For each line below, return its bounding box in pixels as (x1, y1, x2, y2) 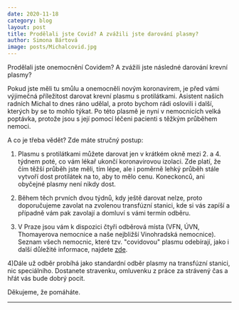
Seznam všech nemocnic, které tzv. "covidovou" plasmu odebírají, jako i (17, 237, 230, 246)
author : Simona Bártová (7, 37, 78, 44)
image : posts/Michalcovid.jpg (7, 43, 97, 50)
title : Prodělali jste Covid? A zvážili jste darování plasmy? (7, 30, 199, 38)
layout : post (7, 23, 46, 31)
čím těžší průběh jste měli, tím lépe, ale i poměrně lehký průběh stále (17, 165, 220, 173)
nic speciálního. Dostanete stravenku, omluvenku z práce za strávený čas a (7, 267, 228, 274)
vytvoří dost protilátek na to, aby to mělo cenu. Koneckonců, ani (17, 172, 205, 181)
